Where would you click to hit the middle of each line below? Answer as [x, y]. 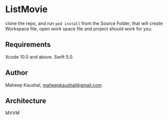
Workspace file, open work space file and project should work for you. [79, 28]
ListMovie [27, 9]
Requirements [28, 45]
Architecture [26, 101]
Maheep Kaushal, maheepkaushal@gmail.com [54, 85]
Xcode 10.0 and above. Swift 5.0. [39, 57]
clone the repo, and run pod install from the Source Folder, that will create [84, 23]
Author [16, 73]
